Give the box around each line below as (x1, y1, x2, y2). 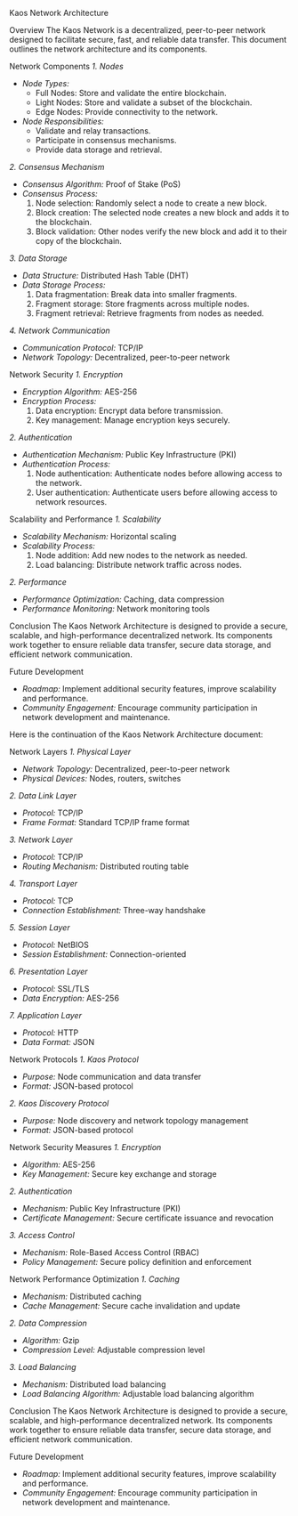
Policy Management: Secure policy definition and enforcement (21, 1257, 252, 1267)
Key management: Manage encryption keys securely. (35, 415, 230, 426)
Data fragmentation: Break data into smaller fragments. (35, 289, 238, 299)
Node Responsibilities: (21, 116, 104, 126)
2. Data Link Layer (9, 790, 77, 800)
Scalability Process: (21, 540, 96, 551)
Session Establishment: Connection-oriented (21, 949, 187, 960)
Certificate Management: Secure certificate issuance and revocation (21, 1212, 274, 1223)
